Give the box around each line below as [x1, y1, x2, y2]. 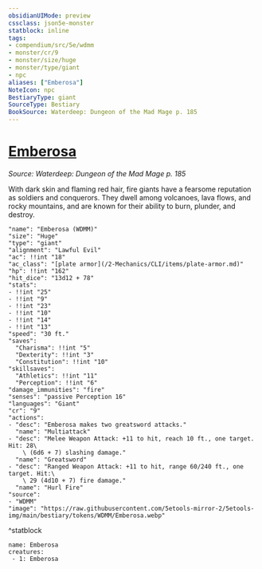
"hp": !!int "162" [8, 267, 69, 275]
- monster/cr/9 [8, 49, 59, 57]
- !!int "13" [8, 322, 52, 331]
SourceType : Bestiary [8, 101, 80, 109]
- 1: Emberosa [11, 555, 59, 563]
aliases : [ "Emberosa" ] [8, 78, 84, 86]
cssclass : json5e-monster [8, 19, 94, 27]
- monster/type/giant [8, 64, 80, 72]
